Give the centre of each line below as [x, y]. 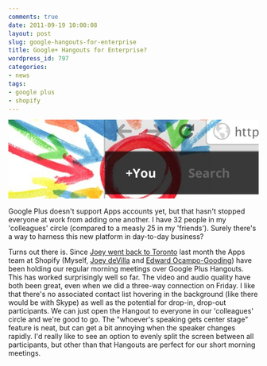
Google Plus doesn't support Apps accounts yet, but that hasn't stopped [127, 211]
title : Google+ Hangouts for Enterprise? [78, 50]
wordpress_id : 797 [39, 59]
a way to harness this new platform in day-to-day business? [106, 237]
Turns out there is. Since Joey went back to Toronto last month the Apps [127, 252]
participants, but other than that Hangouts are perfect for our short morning [132, 345]
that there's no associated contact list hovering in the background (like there [133, 295]
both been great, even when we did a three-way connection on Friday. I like [132, 286]
